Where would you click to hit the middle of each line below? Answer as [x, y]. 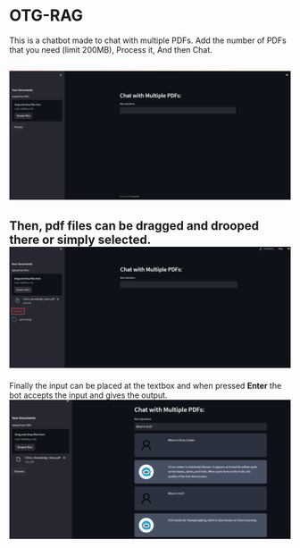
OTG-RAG [46, 16]
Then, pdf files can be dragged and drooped [134, 226]
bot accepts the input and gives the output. [88, 395]
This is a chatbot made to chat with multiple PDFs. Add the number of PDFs [148, 40]
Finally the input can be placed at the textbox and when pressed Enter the [146, 385]
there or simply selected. [80, 240]
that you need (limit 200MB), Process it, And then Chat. [111, 49]
